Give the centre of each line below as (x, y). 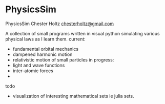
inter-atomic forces (33, 71)
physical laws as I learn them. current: (45, 39)
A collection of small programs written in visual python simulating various (82, 33)
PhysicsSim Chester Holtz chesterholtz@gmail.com (60, 24)
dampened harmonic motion (43, 54)
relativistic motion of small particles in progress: (63, 59)
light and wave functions (39, 65)
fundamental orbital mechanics (45, 49)
